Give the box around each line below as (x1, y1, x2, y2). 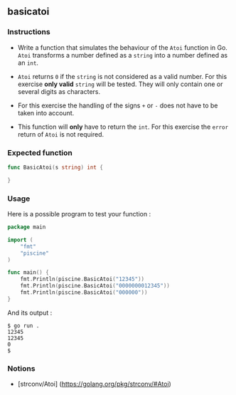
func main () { (7, 269, 50, 276)
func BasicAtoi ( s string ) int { (7, 164, 103, 171)
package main (7, 223, 46, 231)
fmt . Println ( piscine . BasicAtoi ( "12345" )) (20, 275, 144, 283)
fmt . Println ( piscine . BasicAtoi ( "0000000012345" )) (20, 283, 171, 290)
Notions (7, 363, 36, 373)
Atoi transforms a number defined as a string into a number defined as (17, 51, 228, 59)
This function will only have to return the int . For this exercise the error (17, 122, 229, 131)
